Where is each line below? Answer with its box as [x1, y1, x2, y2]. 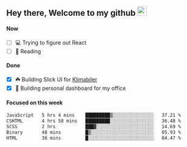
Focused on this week [6, 98, 63, 106]
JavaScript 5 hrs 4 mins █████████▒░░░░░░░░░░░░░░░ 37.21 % [6, 112, 182, 118]
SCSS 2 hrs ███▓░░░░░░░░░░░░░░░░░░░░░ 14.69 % [6, 123, 182, 129]
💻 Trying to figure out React [15, 39, 86, 46]
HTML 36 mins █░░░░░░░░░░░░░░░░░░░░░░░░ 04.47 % [6, 135, 182, 141]
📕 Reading [15, 47, 41, 55]
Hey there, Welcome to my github [6, 8, 136, 18]
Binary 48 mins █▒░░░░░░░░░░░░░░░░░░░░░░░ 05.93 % [6, 129, 182, 135]
